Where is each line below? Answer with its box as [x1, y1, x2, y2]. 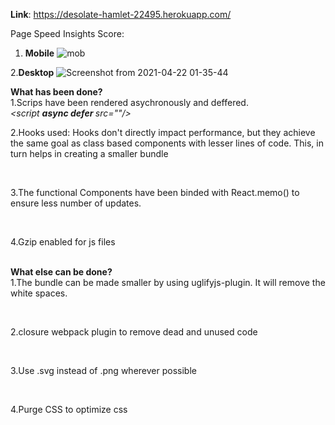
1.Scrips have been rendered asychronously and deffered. [10, 97, 249, 108]
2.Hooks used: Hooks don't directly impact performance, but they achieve [10, 127, 316, 138]
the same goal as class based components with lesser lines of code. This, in [10, 137, 324, 149]
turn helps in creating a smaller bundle [10, 148, 169, 159]
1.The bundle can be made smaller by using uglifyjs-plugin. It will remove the [10, 277, 326, 288]
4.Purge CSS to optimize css [10, 404, 128, 415]
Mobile [24, 47, 55, 59]
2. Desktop [10, 67, 55, 78]
